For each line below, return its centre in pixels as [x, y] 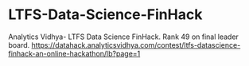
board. [19, 45]
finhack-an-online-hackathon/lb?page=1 [74, 53]
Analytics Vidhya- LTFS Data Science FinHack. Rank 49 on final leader [123, 37]
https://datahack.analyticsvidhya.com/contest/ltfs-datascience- [136, 45]
